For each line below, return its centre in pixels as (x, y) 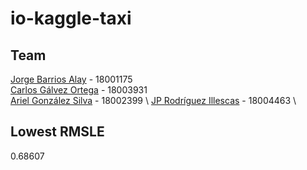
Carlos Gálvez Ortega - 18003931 (79, 90)
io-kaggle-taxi (71, 18)
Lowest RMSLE (57, 132)
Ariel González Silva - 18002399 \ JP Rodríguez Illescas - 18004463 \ (153, 100)
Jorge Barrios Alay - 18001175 (71, 79)
